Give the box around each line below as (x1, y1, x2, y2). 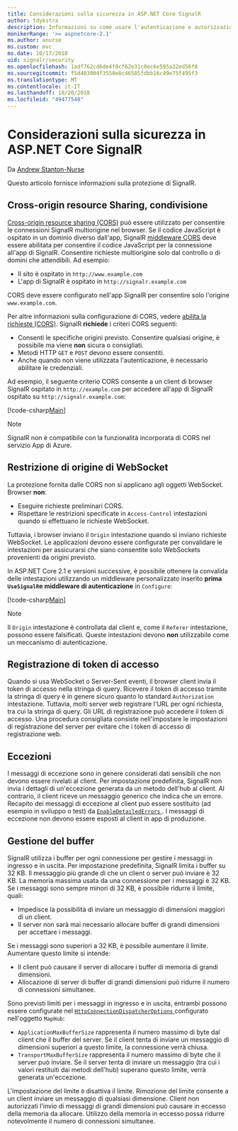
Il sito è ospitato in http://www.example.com (17, 269, 143, 278)
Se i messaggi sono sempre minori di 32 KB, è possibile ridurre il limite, (7, 884, 215, 892)
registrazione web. (7, 730, 62, 738)
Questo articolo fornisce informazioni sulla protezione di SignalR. (7, 179, 197, 187)
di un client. (17, 913, 52, 921)
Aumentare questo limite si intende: (7, 949, 111, 957)
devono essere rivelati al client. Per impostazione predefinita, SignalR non (7, 777, 222, 785)
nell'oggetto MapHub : (7, 1014, 65, 1023)
